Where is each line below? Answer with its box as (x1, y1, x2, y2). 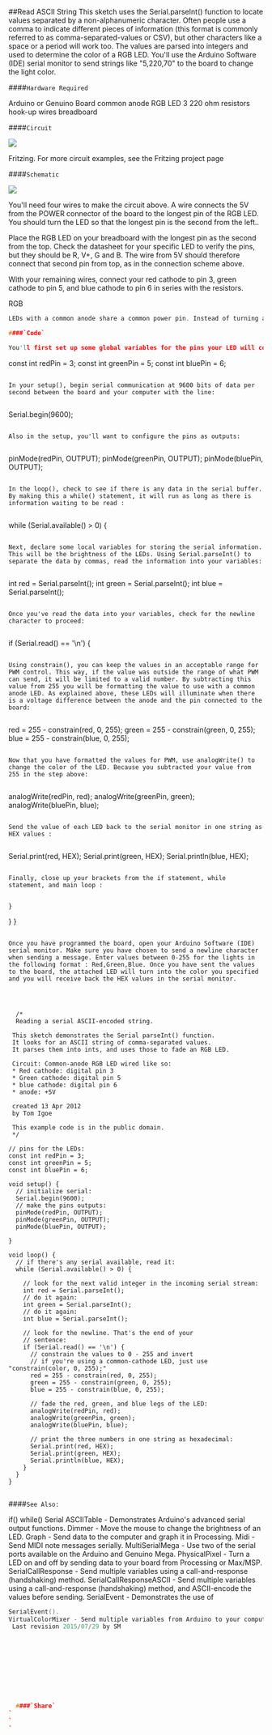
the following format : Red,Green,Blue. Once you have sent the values (8, 960, 255, 968)
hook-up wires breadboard (8, 107, 98, 117)
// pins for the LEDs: (8, 1145, 85, 1153)
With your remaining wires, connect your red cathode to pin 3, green (8, 274, 237, 284)
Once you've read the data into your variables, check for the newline (8, 610, 255, 618)
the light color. (8, 67, 57, 76)
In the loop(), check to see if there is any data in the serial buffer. (8, 485, 263, 493)
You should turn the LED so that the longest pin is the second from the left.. (8, 218, 260, 227)
